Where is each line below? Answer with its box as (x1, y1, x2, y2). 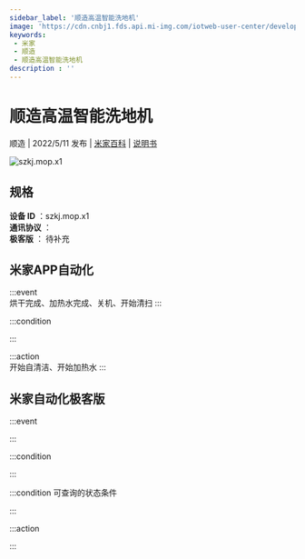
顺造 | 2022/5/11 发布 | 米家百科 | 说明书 (9, 137, 157, 148)
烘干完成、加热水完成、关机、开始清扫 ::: (9, 297, 162, 309)
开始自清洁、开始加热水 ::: (9, 362, 107, 373)
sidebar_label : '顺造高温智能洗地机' (9, 13, 140, 23)
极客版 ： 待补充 (9, 233, 70, 244)
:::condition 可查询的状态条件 (9, 487, 118, 498)
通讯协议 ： (9, 222, 52, 233)
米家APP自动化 (9, 263, 93, 278)
